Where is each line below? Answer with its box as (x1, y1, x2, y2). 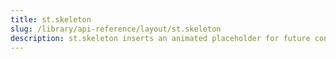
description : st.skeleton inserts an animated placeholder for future (10, 33, 311, 43)
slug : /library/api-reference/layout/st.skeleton (10, 24, 222, 34)
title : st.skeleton (10, 14, 92, 25)
